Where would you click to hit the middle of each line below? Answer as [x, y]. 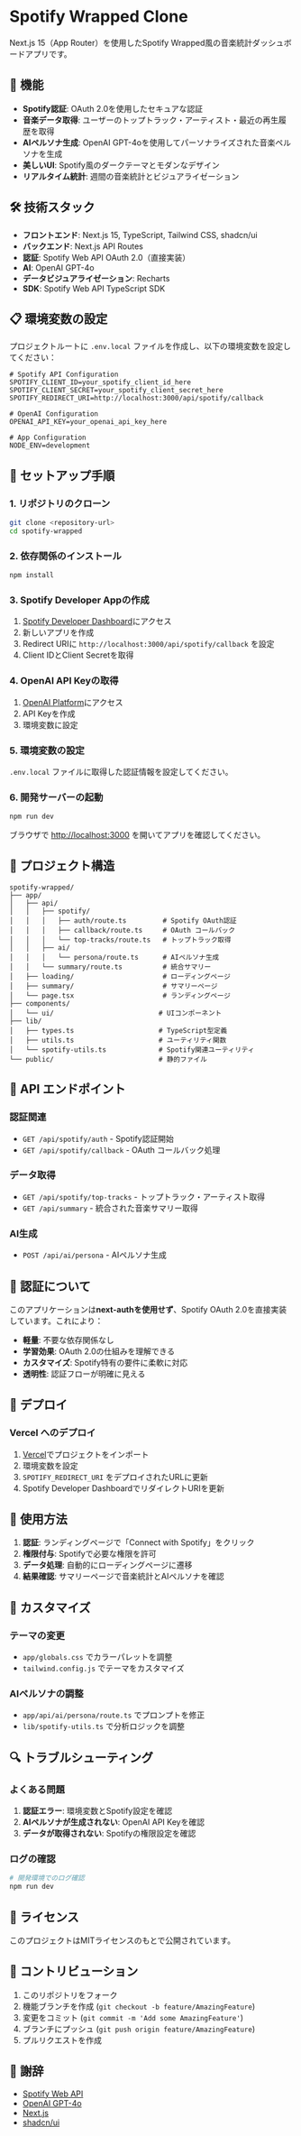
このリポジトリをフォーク [70, 1994]
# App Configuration [48, 438]
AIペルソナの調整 [46, 1694]
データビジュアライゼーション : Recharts [96, 278]
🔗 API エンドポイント [68, 1089]
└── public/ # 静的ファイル [108, 1059]
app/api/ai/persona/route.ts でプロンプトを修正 [114, 1715]
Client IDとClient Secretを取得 [78, 655]
